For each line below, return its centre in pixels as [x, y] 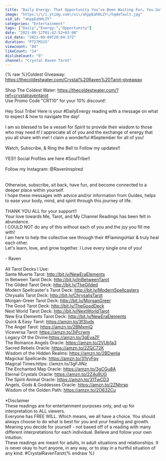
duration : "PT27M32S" [27, 42]
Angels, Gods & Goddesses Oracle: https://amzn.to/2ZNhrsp [67, 385]
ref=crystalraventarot [27, 96]
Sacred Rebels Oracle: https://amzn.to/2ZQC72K [55, 348]
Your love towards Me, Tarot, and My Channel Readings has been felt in [78, 216]
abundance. [17, 222]
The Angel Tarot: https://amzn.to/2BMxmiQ [49, 327]
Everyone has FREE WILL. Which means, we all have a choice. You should [80, 416]
